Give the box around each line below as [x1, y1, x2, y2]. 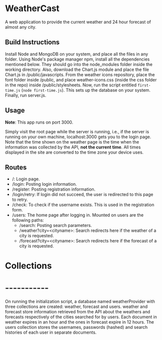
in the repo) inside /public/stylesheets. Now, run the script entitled [5, 82, 137, 88]
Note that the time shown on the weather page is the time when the [5, 139, 139, 145]
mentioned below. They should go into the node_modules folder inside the [5, 61, 153, 67]
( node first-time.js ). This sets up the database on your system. [21, 87, 151, 93]
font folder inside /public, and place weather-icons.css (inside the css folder [5, 77, 157, 82]
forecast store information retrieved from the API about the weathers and [5, 308, 150, 314]
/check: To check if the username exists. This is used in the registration [12, 202, 155, 208]
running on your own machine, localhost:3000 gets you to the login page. [5, 134, 151, 140]
